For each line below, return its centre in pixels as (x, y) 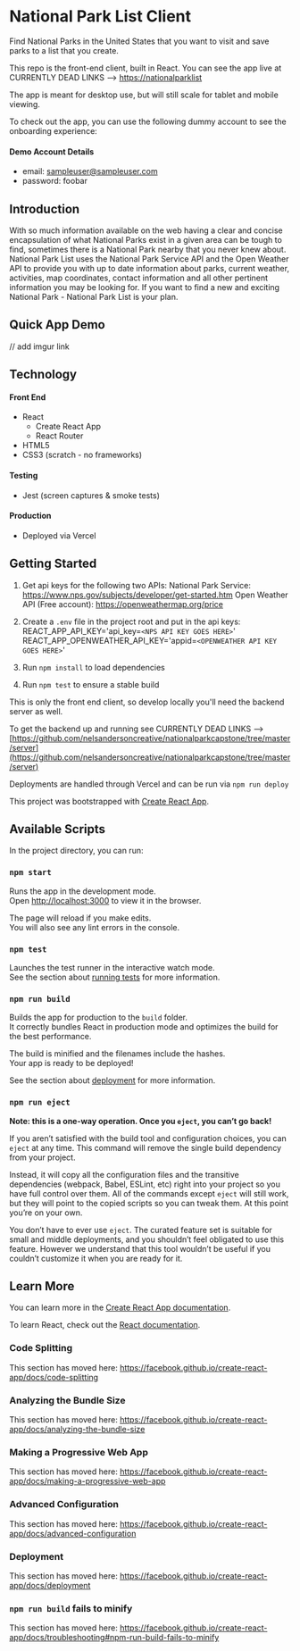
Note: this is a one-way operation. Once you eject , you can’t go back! (141, 1121)
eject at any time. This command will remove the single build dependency (146, 1147)
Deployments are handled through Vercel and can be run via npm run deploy (149, 784)
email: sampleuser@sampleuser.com (90, 171)
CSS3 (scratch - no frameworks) (82, 455)
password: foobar (54, 181)
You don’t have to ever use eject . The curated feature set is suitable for (141, 1230)
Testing (24, 475)
